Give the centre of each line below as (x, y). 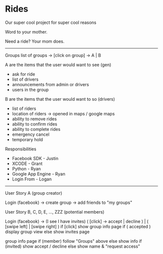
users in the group (30, 90)
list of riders (24, 109)
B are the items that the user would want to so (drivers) (60, 99)
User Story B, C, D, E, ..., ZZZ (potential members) (55, 212)
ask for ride (24, 74)
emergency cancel (31, 134)
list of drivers (25, 79)
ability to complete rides (36, 129)
